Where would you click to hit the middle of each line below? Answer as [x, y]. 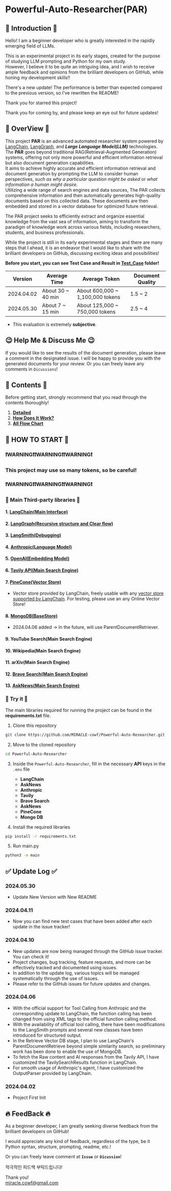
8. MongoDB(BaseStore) [31, 616]
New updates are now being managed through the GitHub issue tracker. [88, 951]
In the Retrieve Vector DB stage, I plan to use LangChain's [73, 1040]
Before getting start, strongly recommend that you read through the [76, 398]
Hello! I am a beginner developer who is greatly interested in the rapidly [80, 40]
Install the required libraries [41, 827]
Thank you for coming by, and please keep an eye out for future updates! [82, 113]
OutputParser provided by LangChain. [52, 1073]
